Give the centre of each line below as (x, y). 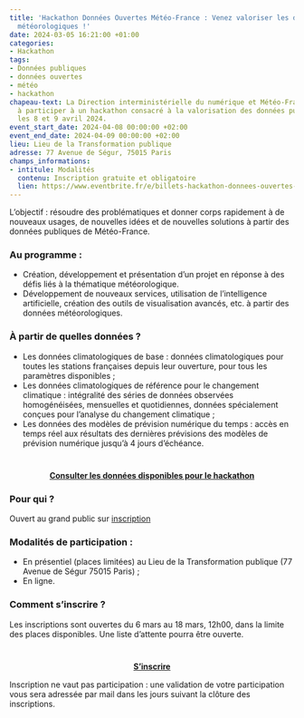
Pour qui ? (32, 499)
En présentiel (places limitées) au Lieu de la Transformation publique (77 (157, 562)
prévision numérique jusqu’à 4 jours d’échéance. (113, 443)
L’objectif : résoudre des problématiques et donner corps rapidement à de (147, 212)
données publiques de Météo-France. (80, 231)
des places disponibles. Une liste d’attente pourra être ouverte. (127, 634)
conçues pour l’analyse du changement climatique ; (119, 414)
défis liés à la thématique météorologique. (100, 284)
